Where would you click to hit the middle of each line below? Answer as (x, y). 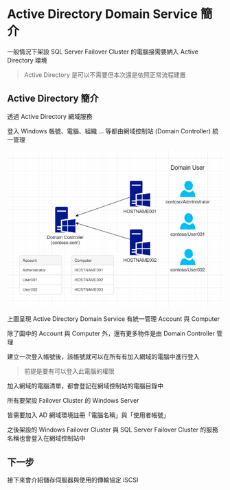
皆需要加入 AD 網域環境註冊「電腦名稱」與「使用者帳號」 (88, 415)
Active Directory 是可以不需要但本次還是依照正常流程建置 (105, 75)
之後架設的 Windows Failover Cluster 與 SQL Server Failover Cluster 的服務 (113, 430)
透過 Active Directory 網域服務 (50, 116)
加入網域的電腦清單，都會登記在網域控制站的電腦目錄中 (85, 386)
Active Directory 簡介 (53, 99)
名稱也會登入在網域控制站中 (46, 438)
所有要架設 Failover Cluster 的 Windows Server (73, 401)
